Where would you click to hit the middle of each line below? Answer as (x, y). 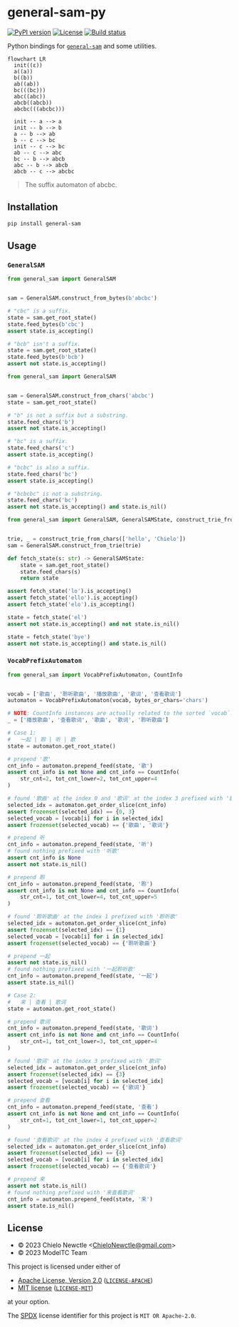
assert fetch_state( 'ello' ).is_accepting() (73, 598)
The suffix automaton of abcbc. (71, 184)
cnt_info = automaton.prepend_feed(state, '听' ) (80, 845)
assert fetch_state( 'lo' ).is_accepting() (70, 591)
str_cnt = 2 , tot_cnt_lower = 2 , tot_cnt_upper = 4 (89, 779)
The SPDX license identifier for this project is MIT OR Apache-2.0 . (102, 1316)
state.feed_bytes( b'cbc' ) (46, 324)
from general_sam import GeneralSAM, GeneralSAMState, (90, 520)
